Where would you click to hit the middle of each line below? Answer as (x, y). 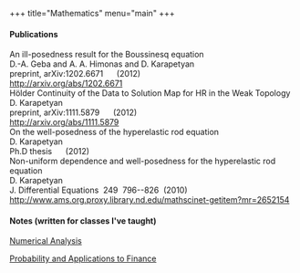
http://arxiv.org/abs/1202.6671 (66, 84)
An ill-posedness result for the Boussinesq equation (107, 55)
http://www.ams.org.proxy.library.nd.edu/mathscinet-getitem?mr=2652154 (150, 200)
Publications (34, 34)
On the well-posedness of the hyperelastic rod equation (114, 132)
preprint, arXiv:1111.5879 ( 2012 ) (73, 112)
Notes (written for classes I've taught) (83, 220)
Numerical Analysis (46, 241)
